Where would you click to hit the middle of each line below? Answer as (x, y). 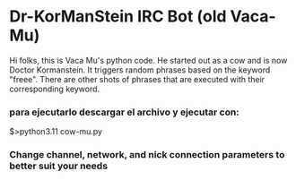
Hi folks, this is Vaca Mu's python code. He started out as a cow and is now (148, 60)
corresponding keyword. (55, 89)
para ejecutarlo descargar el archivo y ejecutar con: (124, 112)
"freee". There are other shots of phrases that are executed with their (137, 79)
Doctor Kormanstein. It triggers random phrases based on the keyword (140, 70)
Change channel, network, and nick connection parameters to (147, 155)
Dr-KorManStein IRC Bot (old (118, 17)
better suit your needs (59, 166)
